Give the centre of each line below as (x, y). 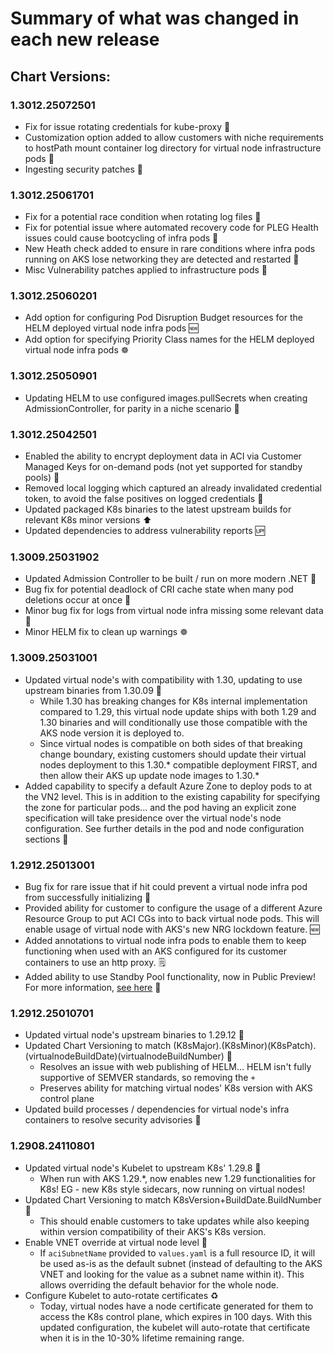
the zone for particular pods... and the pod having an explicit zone (160, 807)
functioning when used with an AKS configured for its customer (155, 951)
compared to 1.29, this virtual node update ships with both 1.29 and (178, 711)
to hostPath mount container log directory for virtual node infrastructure (173, 148)
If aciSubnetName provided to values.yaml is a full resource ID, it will (177, 1253)
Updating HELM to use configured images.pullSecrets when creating (166, 398)
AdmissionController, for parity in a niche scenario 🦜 (132, 408)
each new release (85, 39)
